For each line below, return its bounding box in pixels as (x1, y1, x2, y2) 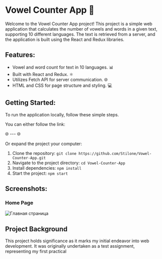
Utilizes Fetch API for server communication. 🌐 (12, 76, 108, 82)
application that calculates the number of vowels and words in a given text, (5, 26, 158, 32)
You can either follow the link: (5, 121, 66, 127)
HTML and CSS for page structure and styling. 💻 (12, 82, 113, 88)
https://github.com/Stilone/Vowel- (78, 151, 152, 156)
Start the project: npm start (12, 170, 68, 176)
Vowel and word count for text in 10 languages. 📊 (12, 64, 114, 70)
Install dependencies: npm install (12, 165, 81, 171)
